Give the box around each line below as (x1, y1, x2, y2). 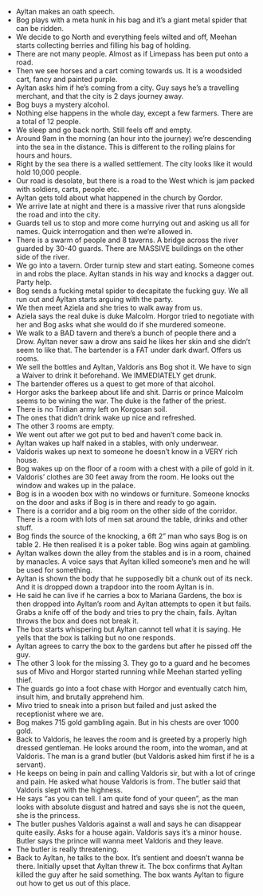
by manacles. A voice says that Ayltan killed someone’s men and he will (15, 557, 250, 566)
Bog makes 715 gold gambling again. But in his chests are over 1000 (15, 718, 239, 727)
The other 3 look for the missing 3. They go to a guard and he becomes (15, 659, 251, 667)
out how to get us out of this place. (15, 878, 131, 887)
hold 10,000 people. (15, 167, 81, 177)
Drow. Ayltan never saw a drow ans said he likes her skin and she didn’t (15, 337, 251, 346)
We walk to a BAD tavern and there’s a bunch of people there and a (15, 328, 237, 338)
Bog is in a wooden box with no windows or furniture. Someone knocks (15, 489, 250, 499)
